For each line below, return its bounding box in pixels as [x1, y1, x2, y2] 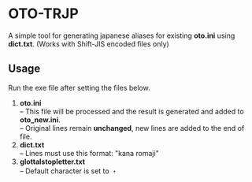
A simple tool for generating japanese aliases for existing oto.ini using [8, 31, 235, 40]
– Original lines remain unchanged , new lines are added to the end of [19, 123, 245, 132]
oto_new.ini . [19, 115, 61, 124]
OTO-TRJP [8, 5, 79, 23]
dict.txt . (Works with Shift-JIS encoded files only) [8, 39, 169, 48]
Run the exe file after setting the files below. [8, 83, 151, 92]
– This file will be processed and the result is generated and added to [19, 106, 244, 116]
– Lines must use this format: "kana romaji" [19, 148, 159, 158]
